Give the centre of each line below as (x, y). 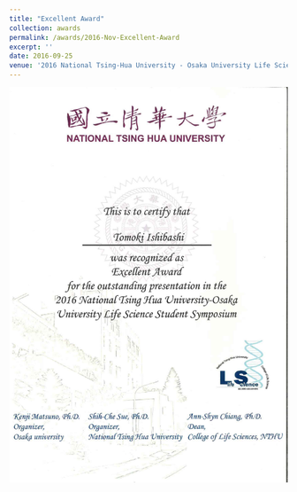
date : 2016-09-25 (41, 56)
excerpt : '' (31, 47)
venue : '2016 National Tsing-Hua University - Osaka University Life (140, 66)
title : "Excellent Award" (57, 19)
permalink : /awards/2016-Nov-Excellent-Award (94, 37)
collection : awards (45, 28)
